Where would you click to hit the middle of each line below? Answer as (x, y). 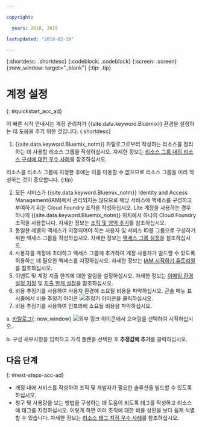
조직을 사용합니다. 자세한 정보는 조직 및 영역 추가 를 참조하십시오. (91, 223)
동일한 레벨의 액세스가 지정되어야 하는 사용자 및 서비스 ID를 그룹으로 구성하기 (105, 230)
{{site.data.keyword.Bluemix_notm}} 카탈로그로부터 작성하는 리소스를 (99, 144)
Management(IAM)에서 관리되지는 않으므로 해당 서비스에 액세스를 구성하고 (103, 200)
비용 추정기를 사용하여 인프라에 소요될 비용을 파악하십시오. (84, 306)
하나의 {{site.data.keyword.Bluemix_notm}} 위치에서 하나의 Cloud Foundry (106, 215)
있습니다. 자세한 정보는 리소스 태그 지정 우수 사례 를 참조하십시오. (103, 418)
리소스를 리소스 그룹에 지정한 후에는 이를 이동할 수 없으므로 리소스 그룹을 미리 (97, 172)
